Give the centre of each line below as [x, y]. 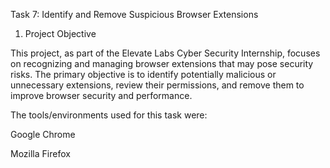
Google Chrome [43, 134]
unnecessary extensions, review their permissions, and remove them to [157, 85]
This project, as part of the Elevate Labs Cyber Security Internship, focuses [165, 53]
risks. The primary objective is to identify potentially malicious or [143, 74]
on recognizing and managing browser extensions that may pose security [162, 63]
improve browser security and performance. [101, 95]
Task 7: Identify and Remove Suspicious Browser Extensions [134, 14]
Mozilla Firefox [40, 153]
